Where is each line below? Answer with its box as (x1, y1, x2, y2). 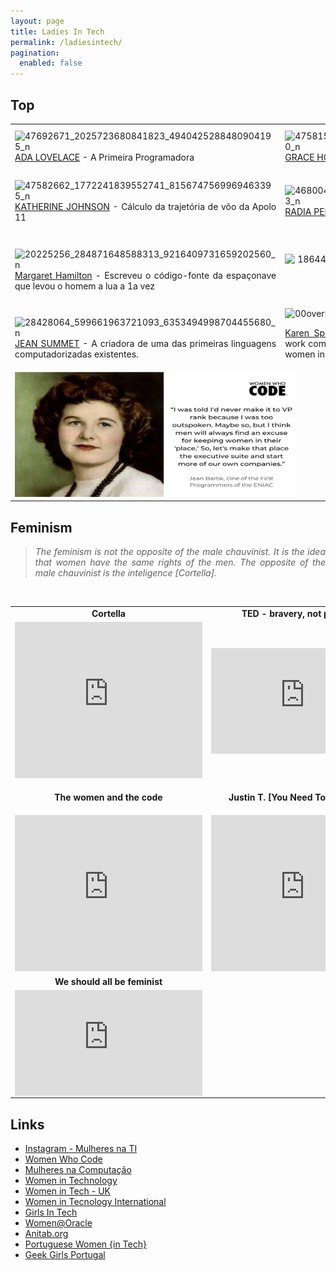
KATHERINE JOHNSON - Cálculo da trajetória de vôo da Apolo (14, 200, 277, 212)
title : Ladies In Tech (10, 26, 105, 37)
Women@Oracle (24, 1217, 93, 1229)
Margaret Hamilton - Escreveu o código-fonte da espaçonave (14, 269, 277, 281)
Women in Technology (24, 1175, 118, 1187)
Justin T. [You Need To (228, 791, 327, 804)
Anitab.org (24, 1228, 69, 1240)
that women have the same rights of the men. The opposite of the (34, 556, 326, 568)
